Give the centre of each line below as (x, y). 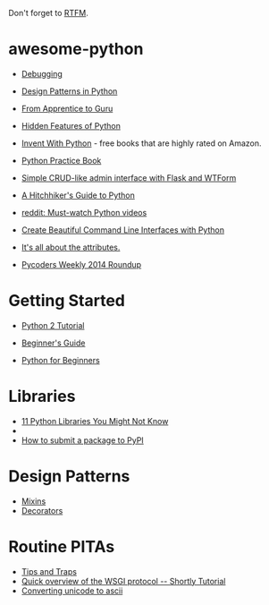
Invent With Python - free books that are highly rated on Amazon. (141, 143)
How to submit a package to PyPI (82, 440)
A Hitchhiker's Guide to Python (78, 195)
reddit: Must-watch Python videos (84, 212)
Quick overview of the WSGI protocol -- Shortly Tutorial (123, 581)
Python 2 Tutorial (53, 325)
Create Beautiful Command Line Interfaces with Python (123, 230)
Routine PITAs (62, 546)
